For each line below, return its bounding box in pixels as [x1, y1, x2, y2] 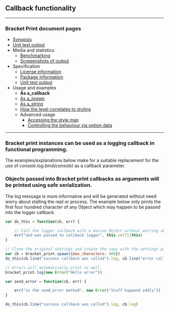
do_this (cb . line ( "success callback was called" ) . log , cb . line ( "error [5, 256, 154, 261]
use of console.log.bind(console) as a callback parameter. [5, 163, 126, 169]
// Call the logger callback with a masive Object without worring [14, 228, 158, 233]
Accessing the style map [27, 117, 79, 123]
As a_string [20, 101, 44, 107]
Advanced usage [20, 112, 55, 118]
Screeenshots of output [20, 58, 69, 64]
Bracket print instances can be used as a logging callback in [5, 140, 155, 147]
